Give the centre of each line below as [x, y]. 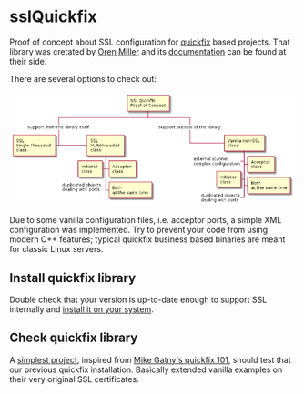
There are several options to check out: [83, 78]
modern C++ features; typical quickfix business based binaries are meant [147, 239]
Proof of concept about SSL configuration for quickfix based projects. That [150, 42]
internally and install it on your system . [82, 309]
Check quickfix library [74, 338]
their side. [28, 61]
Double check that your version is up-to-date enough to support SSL [138, 299]
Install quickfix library [73, 278]
